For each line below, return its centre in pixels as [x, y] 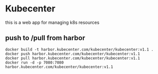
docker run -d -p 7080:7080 [35, 63]
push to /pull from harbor [45, 38]
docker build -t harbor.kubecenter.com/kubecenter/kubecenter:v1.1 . [80, 49]
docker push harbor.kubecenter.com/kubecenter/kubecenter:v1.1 [73, 54]
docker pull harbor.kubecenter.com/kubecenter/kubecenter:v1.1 [73, 58]
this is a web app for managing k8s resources [52, 22]
